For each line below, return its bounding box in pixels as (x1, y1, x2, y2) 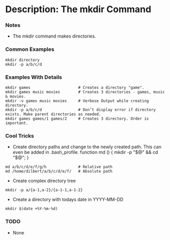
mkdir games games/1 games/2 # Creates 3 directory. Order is (5, 116, 149, 121)
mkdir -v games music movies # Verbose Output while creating (5, 98, 149, 104)
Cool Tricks (5, 132, 34, 139)
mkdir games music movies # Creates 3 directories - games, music (5, 90, 165, 95)
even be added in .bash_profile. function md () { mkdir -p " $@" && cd (12, 149, 158, 155)
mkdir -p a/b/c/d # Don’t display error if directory (5, 108, 156, 113)
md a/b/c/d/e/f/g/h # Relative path (5, 164, 113, 169)
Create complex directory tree (12, 178, 76, 184)
